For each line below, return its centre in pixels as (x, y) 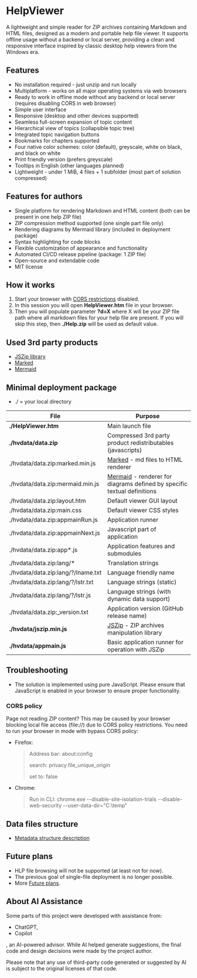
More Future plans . (37, 883)
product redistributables (141, 443)
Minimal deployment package (62, 387)
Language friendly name (141, 573)
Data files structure (42, 824)
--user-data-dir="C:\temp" (95, 806)
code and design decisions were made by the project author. (79, 950)
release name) (127, 616)
